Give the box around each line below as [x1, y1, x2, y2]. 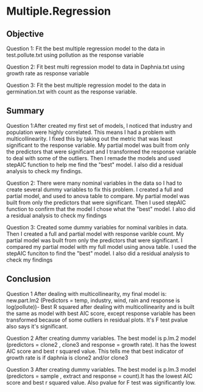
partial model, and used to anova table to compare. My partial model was [6, 192, 190, 199]
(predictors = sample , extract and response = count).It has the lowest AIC [6, 372, 193, 380]
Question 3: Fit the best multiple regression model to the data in [6, 81, 166, 89]
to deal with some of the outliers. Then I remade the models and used [6, 154, 181, 161]
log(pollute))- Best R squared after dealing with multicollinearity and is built [6, 303, 195, 310]
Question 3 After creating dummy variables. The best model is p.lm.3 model [6, 366, 196, 373]
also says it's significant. [6, 322, 68, 330]
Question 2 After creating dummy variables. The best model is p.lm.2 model [6, 335, 196, 342]
